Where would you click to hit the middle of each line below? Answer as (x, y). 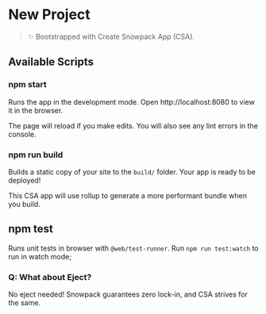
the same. (25, 303)
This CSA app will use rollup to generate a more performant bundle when (128, 195)
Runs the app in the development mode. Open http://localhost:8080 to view (132, 101)
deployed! (25, 180)
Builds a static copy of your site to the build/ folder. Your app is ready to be (132, 171)
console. (23, 134)
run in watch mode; (40, 256)
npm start (28, 85)
